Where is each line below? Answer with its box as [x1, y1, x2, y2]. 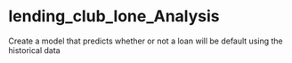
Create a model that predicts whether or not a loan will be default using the [8, 35, 283, 46]
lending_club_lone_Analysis [8, 6, 220, 27]
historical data [8, 44, 61, 55]
